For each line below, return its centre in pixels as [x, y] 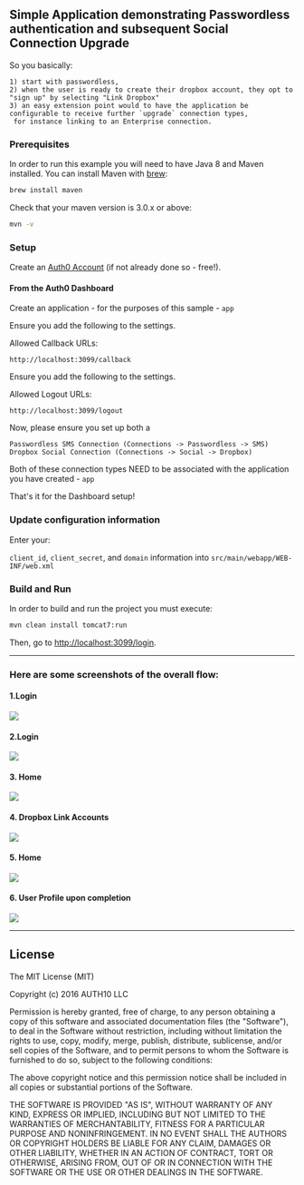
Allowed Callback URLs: [54, 343]
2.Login [24, 736]
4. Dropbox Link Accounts [59, 817]
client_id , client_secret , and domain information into [109, 557]
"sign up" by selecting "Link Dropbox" [85, 98]
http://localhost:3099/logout [66, 411]
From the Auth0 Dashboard [62, 288]
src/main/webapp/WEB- [252, 558]
